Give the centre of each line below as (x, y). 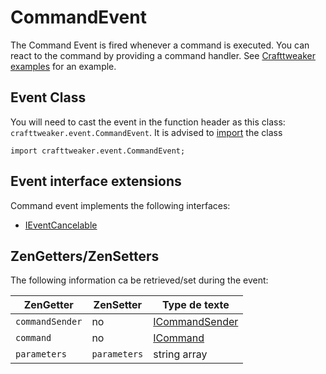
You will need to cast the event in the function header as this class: (148, 122)
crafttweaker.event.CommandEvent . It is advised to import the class (146, 132)
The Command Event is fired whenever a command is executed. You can (160, 45)
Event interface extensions (96, 181)
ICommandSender (196, 322)
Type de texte (195, 305)
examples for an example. (63, 66)
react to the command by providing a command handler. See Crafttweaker (163, 55)
